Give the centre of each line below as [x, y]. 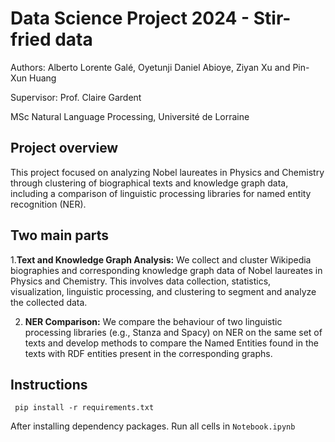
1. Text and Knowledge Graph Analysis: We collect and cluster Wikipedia [161, 259]
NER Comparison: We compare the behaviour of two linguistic [153, 321]
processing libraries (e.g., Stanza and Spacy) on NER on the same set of [173, 332]
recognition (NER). [48, 204]
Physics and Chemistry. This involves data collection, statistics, [141, 281]
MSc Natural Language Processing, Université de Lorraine [130, 116]
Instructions [49, 384]
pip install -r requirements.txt [84, 408]
